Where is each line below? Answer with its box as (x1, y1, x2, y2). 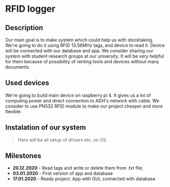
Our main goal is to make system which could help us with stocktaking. (5, 37, 154, 43)
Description (5, 23, 43, 32)
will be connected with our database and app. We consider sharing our (5, 48, 154, 54)
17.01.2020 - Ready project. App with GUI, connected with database (12, 176, 156, 182)
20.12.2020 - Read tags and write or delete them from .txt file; (12, 165, 144, 171)
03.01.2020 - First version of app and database (12, 170, 113, 176)
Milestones (5, 151, 42, 161)
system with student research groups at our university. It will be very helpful (5, 53, 164, 59)
